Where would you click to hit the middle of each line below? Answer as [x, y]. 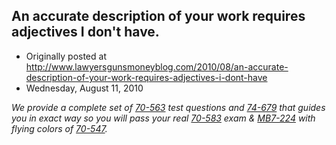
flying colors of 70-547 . [59, 128]
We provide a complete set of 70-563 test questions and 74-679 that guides [168, 107]
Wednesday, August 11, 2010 [84, 88]
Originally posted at [66, 56]
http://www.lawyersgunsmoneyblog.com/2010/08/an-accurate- [157, 66]
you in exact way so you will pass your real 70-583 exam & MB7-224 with [163, 118]
